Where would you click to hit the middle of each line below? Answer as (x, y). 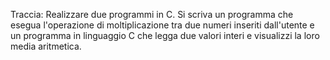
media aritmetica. (46, 46)
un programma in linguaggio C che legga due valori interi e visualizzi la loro (165, 35)
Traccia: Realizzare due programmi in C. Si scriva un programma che (152, 14)
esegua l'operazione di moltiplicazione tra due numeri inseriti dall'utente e (162, 25)
